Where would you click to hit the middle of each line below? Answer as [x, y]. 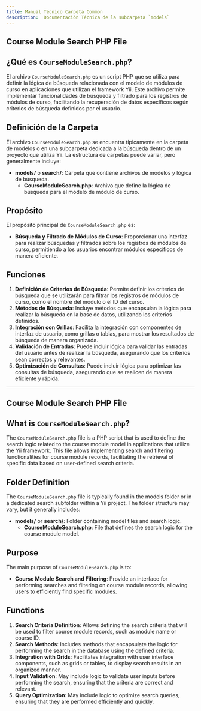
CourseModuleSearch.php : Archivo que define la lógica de [98, 185]
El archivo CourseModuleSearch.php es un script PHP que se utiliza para [93, 76]
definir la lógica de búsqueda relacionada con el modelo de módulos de [95, 83]
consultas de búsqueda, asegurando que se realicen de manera [93, 372]
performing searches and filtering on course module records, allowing [101, 585]
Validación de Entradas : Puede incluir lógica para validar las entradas [101, 346]
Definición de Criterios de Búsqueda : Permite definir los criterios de [99, 289]
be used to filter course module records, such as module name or [95, 631]
